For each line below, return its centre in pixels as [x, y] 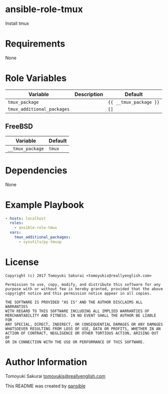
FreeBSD [19, 127]
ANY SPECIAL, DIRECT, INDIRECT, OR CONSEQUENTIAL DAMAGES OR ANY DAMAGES [84, 324]
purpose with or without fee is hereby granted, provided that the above [84, 289]
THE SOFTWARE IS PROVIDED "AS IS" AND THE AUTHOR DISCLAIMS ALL [74, 302]
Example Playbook [45, 205]
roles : [17, 223]
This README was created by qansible [45, 386]
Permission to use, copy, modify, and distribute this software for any [83, 284]
